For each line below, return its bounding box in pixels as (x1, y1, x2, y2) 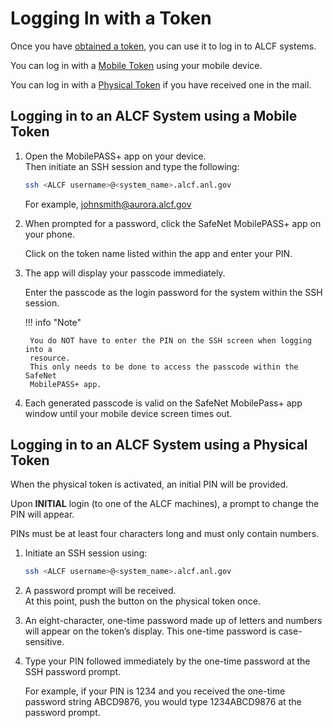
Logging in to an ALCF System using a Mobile (10, 108, 298, 125)
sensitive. (24, 636, 65, 648)
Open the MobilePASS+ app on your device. (24, 150, 207, 162)
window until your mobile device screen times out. (24, 407, 233, 419)
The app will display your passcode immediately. (24, 267, 226, 279)
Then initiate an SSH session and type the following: (24, 160, 240, 172)
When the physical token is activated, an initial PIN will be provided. (10, 478, 288, 491)
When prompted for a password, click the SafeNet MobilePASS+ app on (24, 217, 322, 229)
